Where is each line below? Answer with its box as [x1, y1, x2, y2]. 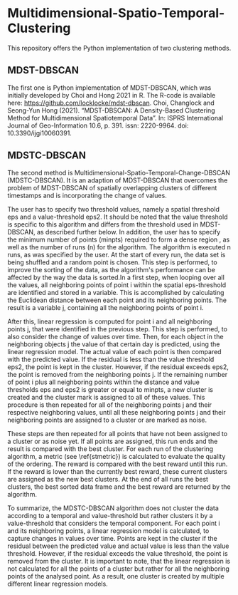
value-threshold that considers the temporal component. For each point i [7, 519, 220, 527]
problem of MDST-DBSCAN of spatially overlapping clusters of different [7, 183, 217, 192]
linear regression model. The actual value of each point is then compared [7, 347, 222, 356]
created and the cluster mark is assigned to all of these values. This [7, 393, 205, 401]
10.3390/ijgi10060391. [7, 128, 72, 137]
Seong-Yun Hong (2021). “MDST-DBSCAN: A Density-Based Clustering [7, 105, 215, 115]
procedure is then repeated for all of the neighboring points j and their [7, 400, 212, 409]
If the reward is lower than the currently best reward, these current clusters [7, 467, 227, 475]
